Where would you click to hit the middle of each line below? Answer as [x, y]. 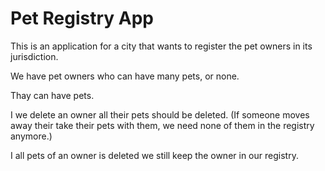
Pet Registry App [82, 18]
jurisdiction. [34, 56]
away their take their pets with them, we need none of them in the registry [162, 125]
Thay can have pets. [52, 95]
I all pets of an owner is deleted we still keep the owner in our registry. [154, 155]
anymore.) [31, 136]
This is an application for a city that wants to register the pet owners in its [161, 46]
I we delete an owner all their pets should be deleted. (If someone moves [160, 114]
